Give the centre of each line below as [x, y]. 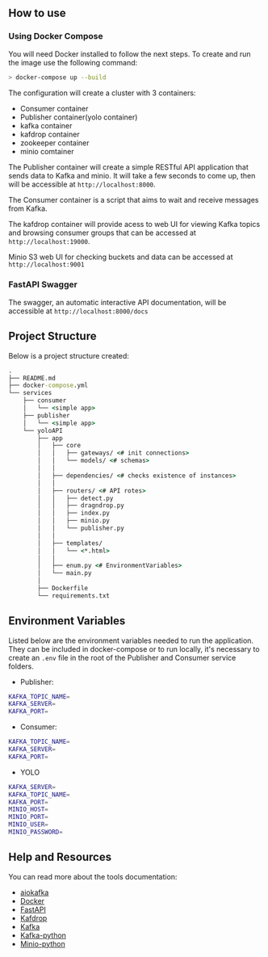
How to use [37, 13]
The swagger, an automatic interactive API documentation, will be [117, 302]
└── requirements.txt [74, 596]
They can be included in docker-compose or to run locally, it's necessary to [134, 648]
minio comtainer [47, 151]
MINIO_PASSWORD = [36, 832]
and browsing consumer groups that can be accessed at [102, 233]
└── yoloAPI [43, 430]
